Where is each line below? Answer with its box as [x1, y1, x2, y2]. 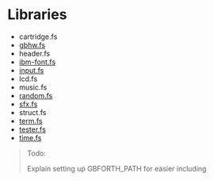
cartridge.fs [18, 32, 58, 41]
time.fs [18, 133, 42, 142]
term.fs [18, 116, 43, 125]
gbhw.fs [18, 40, 45, 49]
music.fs [18, 82, 48, 92]
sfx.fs [18, 99, 38, 109]
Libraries [7, 6, 67, 24]
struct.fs [18, 107, 47, 117]
